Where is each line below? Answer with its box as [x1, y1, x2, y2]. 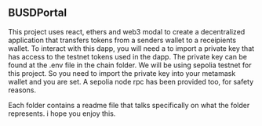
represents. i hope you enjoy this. [8, 109, 116, 118]
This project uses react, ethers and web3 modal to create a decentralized [8, 27, 246, 36]
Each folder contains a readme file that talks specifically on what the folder [8, 100, 250, 110]
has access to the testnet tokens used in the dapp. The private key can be [8, 52, 247, 61]
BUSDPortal [8, 6, 67, 20]
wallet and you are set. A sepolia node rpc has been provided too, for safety [8, 77, 254, 86]
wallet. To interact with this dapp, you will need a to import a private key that [8, 43, 255, 53]
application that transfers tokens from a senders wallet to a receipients [8, 35, 237, 45]
